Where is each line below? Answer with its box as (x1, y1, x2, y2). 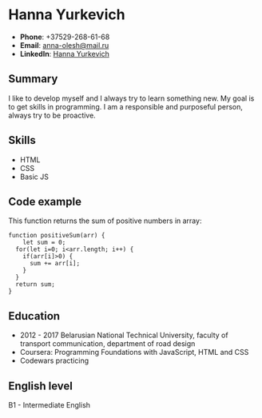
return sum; (15, 281, 56, 289)
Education (8, 309, 61, 323)
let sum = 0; (22, 238, 66, 247)
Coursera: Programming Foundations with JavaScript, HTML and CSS (19, 348, 249, 357)
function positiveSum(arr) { (8, 232, 105, 240)
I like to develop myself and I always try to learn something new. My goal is (8, 94, 255, 103)
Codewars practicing (19, 356, 89, 365)
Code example (8, 194, 82, 209)
